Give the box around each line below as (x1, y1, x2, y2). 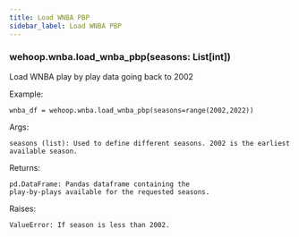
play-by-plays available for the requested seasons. (9, 187, 210, 197)
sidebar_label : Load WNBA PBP (9, 21, 123, 30)
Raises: (9, 203, 37, 214)
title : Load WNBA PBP (9, 13, 90, 22)
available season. (9, 147, 78, 156)
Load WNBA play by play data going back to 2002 (9, 71, 194, 81)
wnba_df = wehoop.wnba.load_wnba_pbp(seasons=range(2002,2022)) (9, 106, 254, 114)
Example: (9, 89, 44, 99)
